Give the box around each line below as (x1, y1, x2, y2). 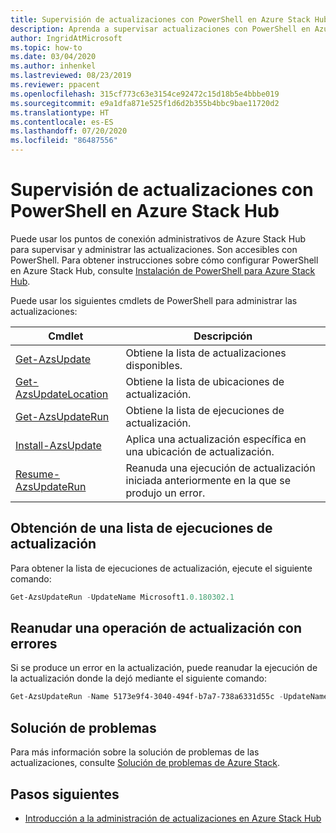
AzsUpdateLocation (15, 387, 109, 401)
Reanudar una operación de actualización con (10, 620, 303, 637)
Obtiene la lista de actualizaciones (125, 346, 287, 360)
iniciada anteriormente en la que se (125, 473, 291, 487)
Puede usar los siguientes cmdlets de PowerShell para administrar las (10, 294, 298, 306)
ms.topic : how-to (10, 42, 83, 53)
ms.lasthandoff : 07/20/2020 (10, 126, 128, 136)
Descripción (193, 329, 253, 343)
